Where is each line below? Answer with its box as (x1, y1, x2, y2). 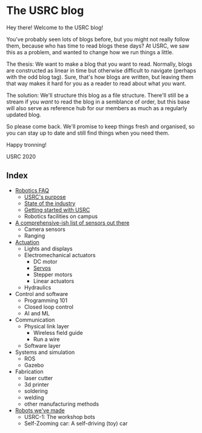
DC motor (33, 258, 58, 265)
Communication (15, 316, 55, 323)
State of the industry (24, 199, 76, 207)
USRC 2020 (6, 153, 36, 160)
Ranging (24, 232, 45, 239)
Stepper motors (33, 270, 73, 278)
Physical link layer (24, 322, 70, 329)
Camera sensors (24, 225, 66, 233)
